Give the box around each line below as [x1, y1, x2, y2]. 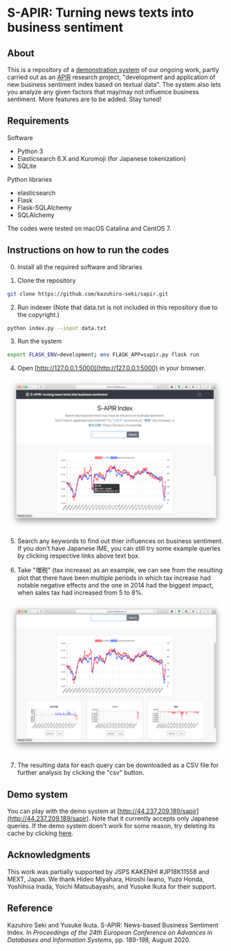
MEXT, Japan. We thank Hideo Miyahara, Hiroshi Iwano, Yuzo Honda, [7, 875, 205, 883]
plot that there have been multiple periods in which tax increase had [17, 574, 211, 582]
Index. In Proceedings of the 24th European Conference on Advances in [7, 928, 213, 936]
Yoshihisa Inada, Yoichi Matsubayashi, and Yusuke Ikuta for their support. [7, 882, 216, 891]
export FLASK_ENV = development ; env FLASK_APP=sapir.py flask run [7, 352, 199, 359]
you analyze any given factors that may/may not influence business [7, 88, 199, 96]
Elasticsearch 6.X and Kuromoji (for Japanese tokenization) [17, 154, 187, 162]
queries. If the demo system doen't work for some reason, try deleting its [7, 821, 216, 830]
